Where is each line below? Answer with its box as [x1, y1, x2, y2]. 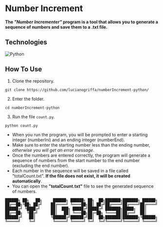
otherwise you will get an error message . [12, 147, 95, 153]
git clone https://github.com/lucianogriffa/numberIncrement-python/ [5, 87, 149, 92]
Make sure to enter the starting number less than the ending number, [12, 142, 150, 148]
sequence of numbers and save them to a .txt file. [5, 24, 108, 30]
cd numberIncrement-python [5, 105, 60, 110]
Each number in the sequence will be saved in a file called [12, 168, 129, 174]
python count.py [5, 123, 38, 128]
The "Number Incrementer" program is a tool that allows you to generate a [5, 19, 158, 25]
